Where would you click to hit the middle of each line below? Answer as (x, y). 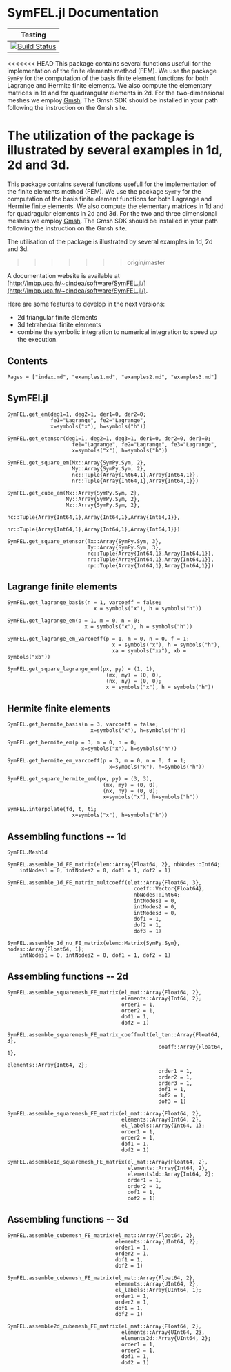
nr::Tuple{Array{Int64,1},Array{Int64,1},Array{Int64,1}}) (94, 529)
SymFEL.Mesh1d (28, 852)
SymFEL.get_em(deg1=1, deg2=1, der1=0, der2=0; (77, 414)
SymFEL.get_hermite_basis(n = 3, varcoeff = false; (83, 724)
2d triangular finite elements (57, 317)
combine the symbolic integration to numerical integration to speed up (117, 332)
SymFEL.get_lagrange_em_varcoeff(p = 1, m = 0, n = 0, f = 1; (98, 639)
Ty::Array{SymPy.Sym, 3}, (124, 547)
